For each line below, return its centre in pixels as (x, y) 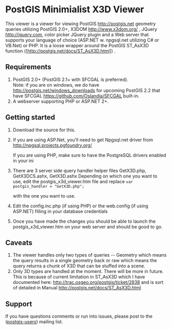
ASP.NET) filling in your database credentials (60, 211)
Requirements (28, 67)
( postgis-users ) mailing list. (34, 322)
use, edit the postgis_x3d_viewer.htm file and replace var (73, 181)
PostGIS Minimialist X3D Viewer (75, 9)
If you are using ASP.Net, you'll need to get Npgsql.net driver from (83, 140)
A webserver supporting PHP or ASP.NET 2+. (61, 101)
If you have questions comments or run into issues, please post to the (79, 316)
